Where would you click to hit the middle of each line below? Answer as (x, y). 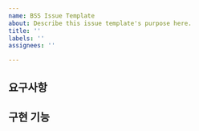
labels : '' (26, 38)
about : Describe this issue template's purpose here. (100, 23)
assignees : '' (32, 46)
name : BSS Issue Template (51, 16)
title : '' (25, 31)
